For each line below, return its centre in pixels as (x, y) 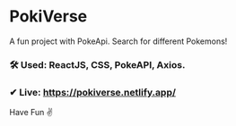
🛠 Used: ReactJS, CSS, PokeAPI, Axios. (97, 64)
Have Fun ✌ (31, 113)
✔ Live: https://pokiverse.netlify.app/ (93, 92)
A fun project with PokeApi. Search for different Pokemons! (118, 41)
